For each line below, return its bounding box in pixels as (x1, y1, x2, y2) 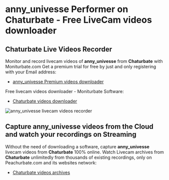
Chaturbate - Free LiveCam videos (5, 14, 152, 26)
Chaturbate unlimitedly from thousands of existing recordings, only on (5, 154, 152, 160)
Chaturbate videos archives (12, 169, 71, 175)
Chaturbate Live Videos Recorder (5, 45, 112, 53)
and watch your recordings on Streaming (5, 130, 137, 139)
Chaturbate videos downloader (12, 98, 77, 104)
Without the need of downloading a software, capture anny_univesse (5, 143, 150, 149)
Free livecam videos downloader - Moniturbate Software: (5, 88, 124, 94)
